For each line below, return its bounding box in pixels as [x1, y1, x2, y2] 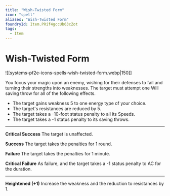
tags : [5, 26, 17, 31]
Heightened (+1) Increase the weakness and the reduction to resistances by [5, 180, 164, 186]
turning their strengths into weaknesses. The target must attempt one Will [5, 85, 159, 91]
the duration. [5, 166, 32, 172]
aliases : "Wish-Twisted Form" [5, 17, 69, 22]
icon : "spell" [5, 12, 35, 17]
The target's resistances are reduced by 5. [12, 105, 102, 112]
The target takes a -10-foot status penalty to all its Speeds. [12, 111, 136, 117]
